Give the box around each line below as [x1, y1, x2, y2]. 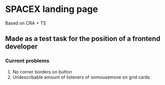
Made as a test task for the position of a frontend [5, 34, 160, 43]
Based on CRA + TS [5, 20, 46, 26]
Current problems [5, 57, 50, 64]
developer [5, 42, 38, 51]
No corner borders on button [12, 68, 72, 74]
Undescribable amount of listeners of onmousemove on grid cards [12, 74, 150, 80]
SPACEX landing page [5, 3, 98, 15]
